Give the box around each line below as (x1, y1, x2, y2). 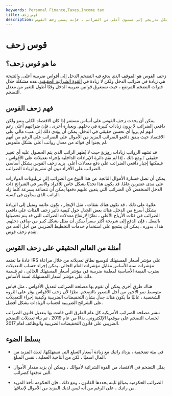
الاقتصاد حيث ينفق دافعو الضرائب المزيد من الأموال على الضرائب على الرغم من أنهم (6, 134, 165, 140)
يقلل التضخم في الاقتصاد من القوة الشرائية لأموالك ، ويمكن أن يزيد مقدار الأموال (13, 364, 165, 370)
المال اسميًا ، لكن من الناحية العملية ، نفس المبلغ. (13, 354, 106, 360)
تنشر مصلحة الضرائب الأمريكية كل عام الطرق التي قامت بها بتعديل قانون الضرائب (6, 310, 160, 315)
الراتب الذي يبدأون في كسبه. (6, 192, 60, 198)
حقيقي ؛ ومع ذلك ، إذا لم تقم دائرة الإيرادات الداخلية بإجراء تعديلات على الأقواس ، (6, 154, 159, 161)
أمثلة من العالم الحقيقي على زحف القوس (6, 243, 121, 252)
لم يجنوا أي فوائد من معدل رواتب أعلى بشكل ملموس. (6, 139, 108, 146)
